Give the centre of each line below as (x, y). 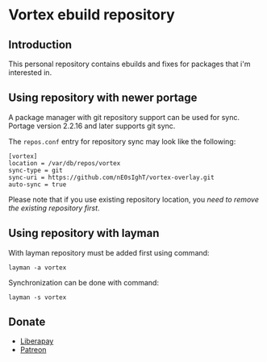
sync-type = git (35, 170)
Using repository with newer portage (103, 98)
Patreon (33, 350)
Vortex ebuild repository (92, 15)
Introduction (40, 45)
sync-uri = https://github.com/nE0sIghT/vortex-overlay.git (112, 177)
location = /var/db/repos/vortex (65, 163)
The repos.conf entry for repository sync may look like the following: (122, 141)
